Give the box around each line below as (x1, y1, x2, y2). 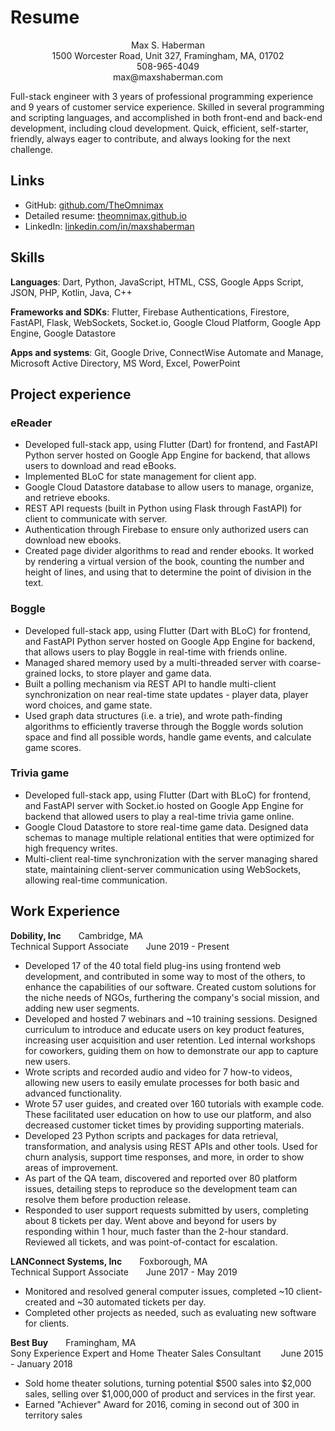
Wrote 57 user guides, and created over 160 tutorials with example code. (24, 1097, 325, 1110)
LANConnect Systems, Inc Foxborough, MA (10, 1255, 208, 1267)
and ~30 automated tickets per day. (59, 1296, 207, 1308)
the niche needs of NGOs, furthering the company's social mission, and (24, 991, 320, 1003)
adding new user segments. (24, 1002, 140, 1014)
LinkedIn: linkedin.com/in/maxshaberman (24, 220, 195, 232)
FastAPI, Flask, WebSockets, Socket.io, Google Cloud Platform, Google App (10, 316, 321, 328)
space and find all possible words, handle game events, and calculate (24, 731, 312, 743)
